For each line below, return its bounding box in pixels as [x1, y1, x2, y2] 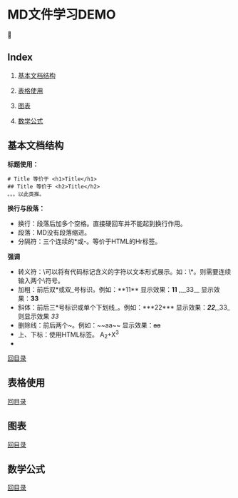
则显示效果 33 [17, 312, 59, 320]
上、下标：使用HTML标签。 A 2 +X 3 [17, 329, 120, 340]
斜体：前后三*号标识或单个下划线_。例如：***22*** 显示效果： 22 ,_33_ [17, 303, 230, 311]
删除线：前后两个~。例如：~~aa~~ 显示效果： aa [17, 320, 161, 329]
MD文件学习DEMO [7, 6, 116, 23]
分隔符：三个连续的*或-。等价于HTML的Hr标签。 [17, 237, 162, 245]
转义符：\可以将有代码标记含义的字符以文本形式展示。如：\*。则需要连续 [17, 267, 232, 275]
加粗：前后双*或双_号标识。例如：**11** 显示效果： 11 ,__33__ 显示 [17, 285, 214, 293]
